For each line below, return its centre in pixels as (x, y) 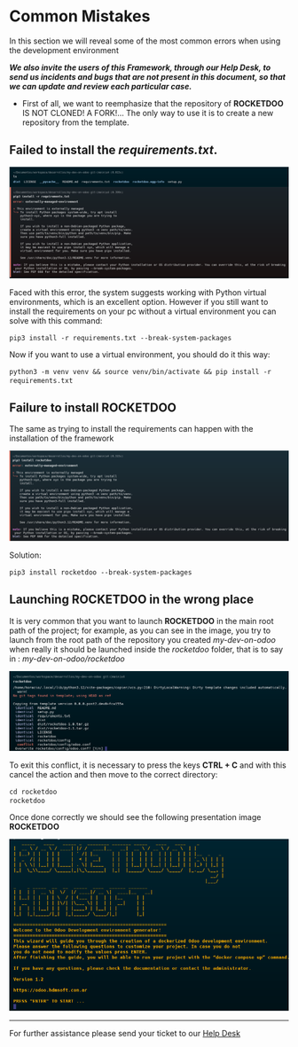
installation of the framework (62, 438)
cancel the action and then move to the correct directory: (114, 774)
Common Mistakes (80, 16)
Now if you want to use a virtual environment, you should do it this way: (140, 354)
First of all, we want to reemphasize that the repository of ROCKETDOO (153, 103)
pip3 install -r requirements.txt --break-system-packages (121, 338)
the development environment (64, 50)
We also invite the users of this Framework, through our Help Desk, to (140, 67)
